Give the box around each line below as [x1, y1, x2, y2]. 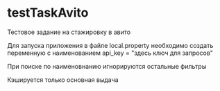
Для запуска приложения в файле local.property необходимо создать [7, 41, 214, 49]
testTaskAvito [7, 5, 89, 21]
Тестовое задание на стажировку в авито [7, 28, 130, 36]
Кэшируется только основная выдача [7, 75, 119, 84]
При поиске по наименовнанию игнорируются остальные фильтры [7, 62, 207, 70]
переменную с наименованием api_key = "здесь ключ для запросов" [7, 49, 214, 57]
